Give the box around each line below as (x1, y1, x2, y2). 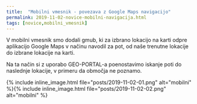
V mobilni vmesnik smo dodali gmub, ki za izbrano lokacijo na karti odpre (6, 37, 188, 44)
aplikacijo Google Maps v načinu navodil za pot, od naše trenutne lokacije (6, 43, 189, 50)
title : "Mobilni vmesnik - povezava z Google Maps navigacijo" (6, 8, 171, 15)
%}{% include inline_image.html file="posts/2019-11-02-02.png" (6, 85, 167, 93)
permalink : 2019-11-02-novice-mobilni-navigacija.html (6, 14, 147, 20)
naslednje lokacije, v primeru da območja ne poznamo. (6, 67, 142, 75)
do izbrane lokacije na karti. (6, 49, 75, 57)
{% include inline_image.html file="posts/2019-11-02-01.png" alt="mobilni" (6, 79, 192, 86)
